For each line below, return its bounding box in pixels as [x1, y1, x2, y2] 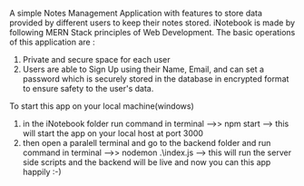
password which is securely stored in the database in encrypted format [22, 73, 289, 84]
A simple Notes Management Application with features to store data [9, 8, 263, 18]
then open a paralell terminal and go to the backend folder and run [22, 138, 271, 148]
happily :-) [22, 167, 62, 177]
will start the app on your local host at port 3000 [22, 128, 204, 139]
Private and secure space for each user [22, 54, 171, 64]
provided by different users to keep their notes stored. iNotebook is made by [9, 17, 296, 28]
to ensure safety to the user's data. [22, 83, 154, 93]
